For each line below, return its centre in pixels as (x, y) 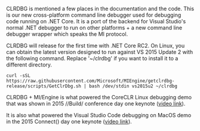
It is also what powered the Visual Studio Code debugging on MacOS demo (99, 115)
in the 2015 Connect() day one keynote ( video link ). (69, 121)
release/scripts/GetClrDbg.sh (44, 86)
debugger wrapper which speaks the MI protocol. (67, 34)
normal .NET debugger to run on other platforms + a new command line (94, 28)
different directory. (29, 65)
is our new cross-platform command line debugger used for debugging (94, 15)
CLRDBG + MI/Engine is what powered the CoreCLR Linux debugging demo (99, 97)
